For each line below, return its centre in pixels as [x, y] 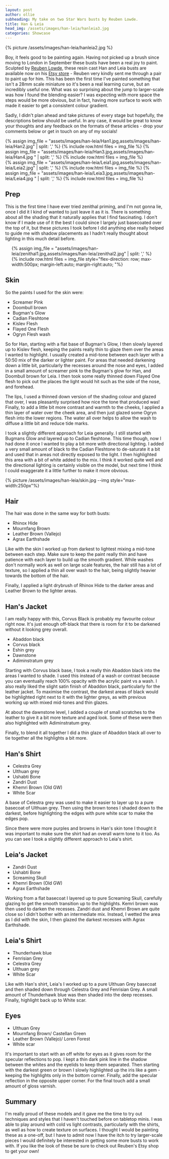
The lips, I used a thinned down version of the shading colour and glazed [81, 396]
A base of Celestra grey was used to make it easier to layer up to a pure [79, 803]
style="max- [123, 480]
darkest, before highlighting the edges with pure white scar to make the [79, 813]
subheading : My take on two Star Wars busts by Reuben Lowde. [72, 19]
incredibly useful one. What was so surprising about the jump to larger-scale [84, 89]
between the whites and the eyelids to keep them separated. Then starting [82, 1064]
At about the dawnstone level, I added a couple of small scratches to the [80, 712]
